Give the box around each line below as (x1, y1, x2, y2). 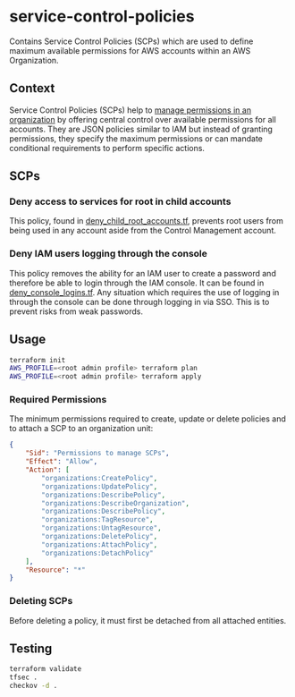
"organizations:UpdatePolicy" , (41, 481, 158, 491)
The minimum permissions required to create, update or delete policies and (9, 413, 286, 424)
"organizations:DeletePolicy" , (41, 532, 158, 541)
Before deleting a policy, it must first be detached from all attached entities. (9, 615, 287, 625)
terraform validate (9, 665, 82, 674)
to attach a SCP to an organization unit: (9, 423, 154, 434)
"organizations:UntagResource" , (41, 523, 163, 533)
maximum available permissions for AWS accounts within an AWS (9, 45, 251, 55)
